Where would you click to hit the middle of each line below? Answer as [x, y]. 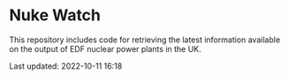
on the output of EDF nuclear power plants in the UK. [105, 48]
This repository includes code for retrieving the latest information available [145, 40]
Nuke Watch [55, 15]
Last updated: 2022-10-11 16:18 [66, 66]
